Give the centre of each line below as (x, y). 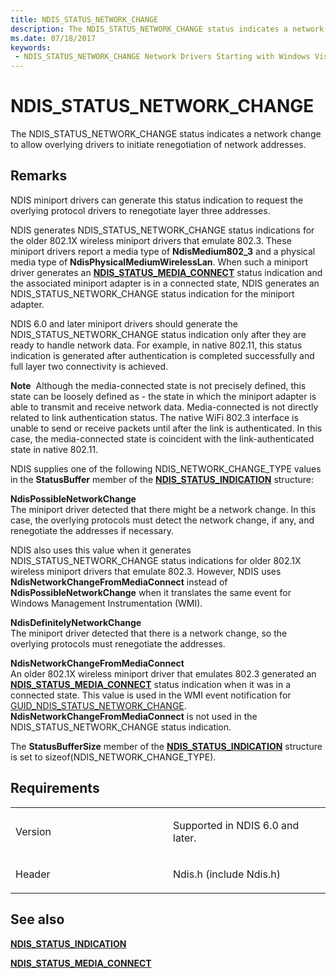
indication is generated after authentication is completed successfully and (162, 355)
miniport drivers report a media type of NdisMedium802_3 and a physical (163, 251)
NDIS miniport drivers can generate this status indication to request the (157, 200)
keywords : (31, 47)
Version (33, 831)
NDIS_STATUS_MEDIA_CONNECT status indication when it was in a (150, 684)
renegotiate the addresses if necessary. (92, 530)
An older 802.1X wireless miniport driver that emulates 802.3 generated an (163, 673)
